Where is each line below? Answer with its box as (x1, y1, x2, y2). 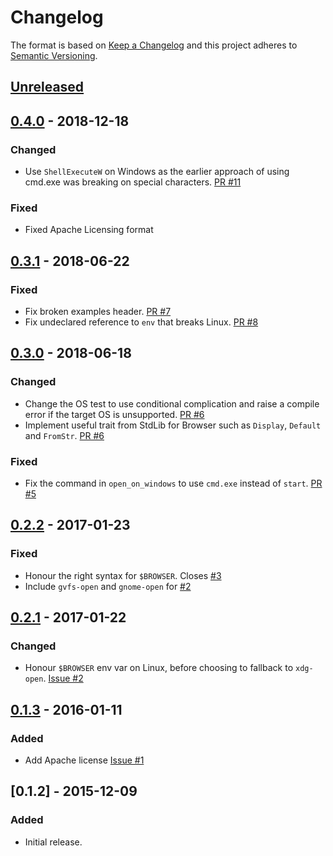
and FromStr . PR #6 (24, 429, 105, 441)
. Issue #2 (43, 672, 84, 685)
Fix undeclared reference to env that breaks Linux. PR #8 (24, 316, 259, 328)
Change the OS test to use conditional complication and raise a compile (24, 397, 320, 410)
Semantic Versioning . (10, 49, 98, 61)
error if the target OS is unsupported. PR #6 (24, 408, 205, 420)
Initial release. (24, 836, 83, 848)
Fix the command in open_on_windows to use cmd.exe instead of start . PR (24, 477, 323, 489)
